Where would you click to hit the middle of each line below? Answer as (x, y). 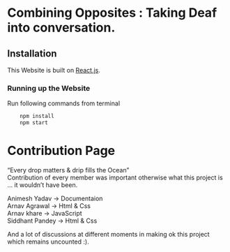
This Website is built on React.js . (54, 70)
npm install (37, 117)
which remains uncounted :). (48, 242)
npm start (34, 123)
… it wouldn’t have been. (43, 185)
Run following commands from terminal (64, 103)
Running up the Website (49, 88)
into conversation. (61, 28)
